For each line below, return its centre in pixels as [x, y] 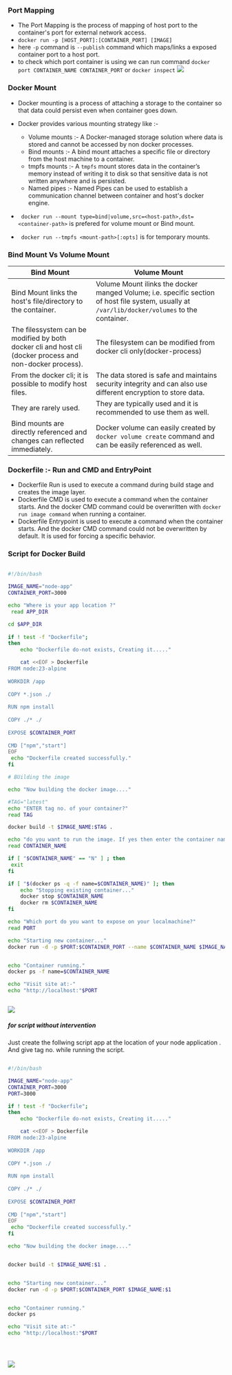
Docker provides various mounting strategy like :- [88, 123]
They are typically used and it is [147, 403]
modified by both [39, 338]
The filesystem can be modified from [156, 342]
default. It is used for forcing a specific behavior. [86, 536]
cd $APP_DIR [25, 624]
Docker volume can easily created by [156, 428]
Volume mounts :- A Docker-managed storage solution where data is [125, 137]
